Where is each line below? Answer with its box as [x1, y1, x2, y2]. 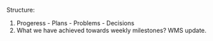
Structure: [6, 6, 35, 14]
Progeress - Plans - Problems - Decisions [16, 19, 135, 27]
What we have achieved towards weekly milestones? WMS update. [16, 27, 207, 34]
